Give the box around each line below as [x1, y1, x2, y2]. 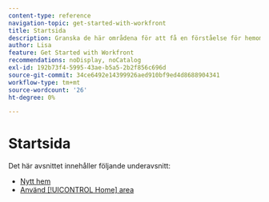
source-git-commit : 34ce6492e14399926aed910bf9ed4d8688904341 [8, 71, 220, 79]
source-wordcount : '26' [8, 85, 88, 94]
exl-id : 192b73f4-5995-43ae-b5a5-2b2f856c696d [8, 64, 167, 72]
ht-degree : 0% [8, 93, 56, 101]
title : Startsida [8, 26, 66, 34]
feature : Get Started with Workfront [8, 49, 134, 57]
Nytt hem [19, 176, 51, 186]
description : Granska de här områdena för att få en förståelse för [8, 34, 242, 42]
